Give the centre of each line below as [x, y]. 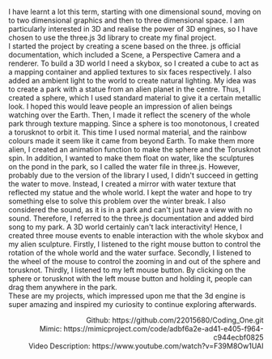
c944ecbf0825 [238, 337]
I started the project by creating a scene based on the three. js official [125, 46]
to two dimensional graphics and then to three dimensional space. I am [126, 20]
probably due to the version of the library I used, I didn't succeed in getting [134, 175]
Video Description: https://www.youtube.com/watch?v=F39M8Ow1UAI [146, 346]
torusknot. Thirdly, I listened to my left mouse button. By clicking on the [127, 270]
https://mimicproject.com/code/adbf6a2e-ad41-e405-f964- [164, 329]
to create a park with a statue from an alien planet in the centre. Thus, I [127, 89]
